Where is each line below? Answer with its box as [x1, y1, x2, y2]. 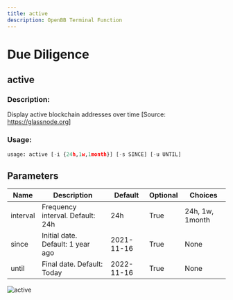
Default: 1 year [41, 240, 90, 249]
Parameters [7, 170, 59, 182]
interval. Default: [41, 211, 96, 220]
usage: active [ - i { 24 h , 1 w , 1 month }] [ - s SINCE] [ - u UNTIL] [7, 150, 182, 158]
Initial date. [41, 231, 78, 240]
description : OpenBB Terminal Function [7, 17, 123, 24]
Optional [148, 191, 178, 200]
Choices [189, 191, 218, 200]
